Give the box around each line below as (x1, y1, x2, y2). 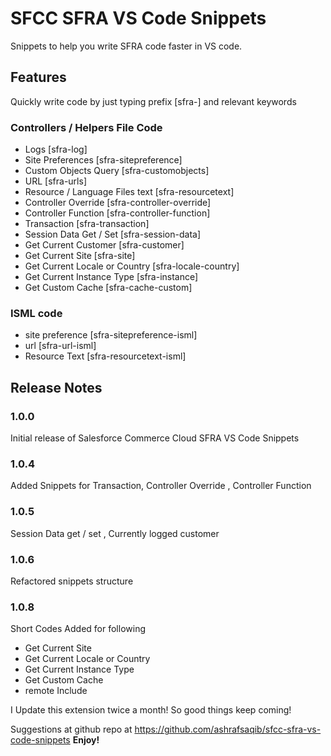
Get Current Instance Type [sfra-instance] (24, 271, 199, 283)
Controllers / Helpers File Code (10, 120, 163, 134)
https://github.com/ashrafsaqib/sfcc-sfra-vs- (134, 723, 322, 736)
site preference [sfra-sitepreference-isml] (24, 329, 198, 341)
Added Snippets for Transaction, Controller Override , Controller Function (10, 480, 312, 492)
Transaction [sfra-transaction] (24, 218, 150, 230)
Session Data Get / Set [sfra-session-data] (24, 228, 202, 241)
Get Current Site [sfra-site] (24, 250, 136, 262)
